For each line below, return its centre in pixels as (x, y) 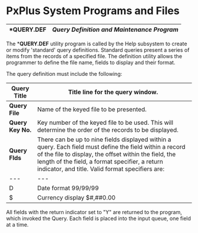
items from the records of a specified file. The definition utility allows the (94, 56)
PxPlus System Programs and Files (93, 11)
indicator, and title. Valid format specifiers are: (101, 169)
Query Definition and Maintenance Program (115, 29)
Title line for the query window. (113, 92)
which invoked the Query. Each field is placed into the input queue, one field (99, 218)
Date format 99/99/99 (68, 188)
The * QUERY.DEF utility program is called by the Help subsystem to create (97, 44)
